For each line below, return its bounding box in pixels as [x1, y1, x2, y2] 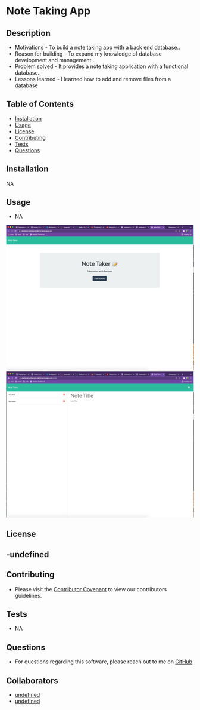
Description [6, 28, 51, 38]
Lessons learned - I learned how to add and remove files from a [14, 76, 171, 82]
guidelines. [14, 592, 42, 599]
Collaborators [6, 675, 58, 686]
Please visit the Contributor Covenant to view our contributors [14, 585, 167, 592]
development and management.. [14, 57, 95, 63]
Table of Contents [6, 99, 74, 109]
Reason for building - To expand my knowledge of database [14, 50, 162, 57]
